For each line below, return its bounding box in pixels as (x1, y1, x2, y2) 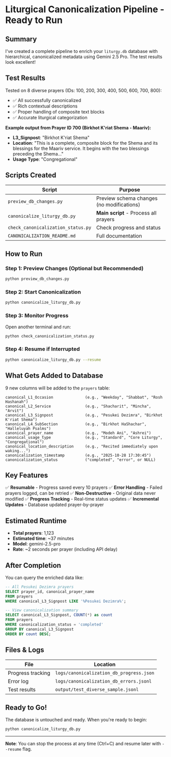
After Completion (5, 561, 61, 569)
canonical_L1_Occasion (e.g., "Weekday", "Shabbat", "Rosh (5, 395, 163, 400)
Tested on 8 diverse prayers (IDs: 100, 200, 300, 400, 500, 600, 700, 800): (5, 87, 162, 93)
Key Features (5, 471, 48, 480)
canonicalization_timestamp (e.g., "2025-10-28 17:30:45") (5, 453, 152, 458)
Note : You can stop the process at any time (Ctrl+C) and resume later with (5, 741, 161, 747)
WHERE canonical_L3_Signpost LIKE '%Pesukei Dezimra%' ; (5, 598, 126, 604)
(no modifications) (96, 201, 140, 208)
